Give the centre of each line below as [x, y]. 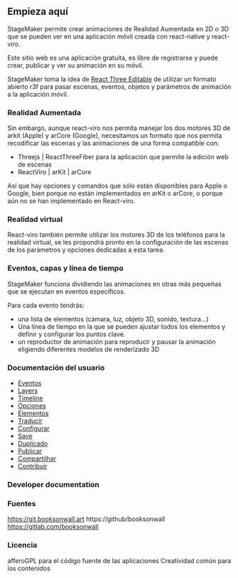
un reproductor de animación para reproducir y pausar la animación [117, 341]
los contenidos [29, 568]
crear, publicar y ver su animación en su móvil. [76, 65]
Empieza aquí [38, 12]
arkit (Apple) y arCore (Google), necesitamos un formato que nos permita [115, 136]
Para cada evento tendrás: [46, 305]
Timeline [30, 398]
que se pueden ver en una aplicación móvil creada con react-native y [109, 36]
